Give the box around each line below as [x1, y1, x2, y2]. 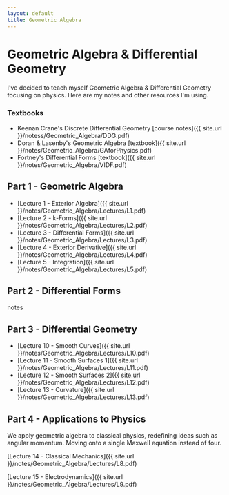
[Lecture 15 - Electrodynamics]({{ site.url [7, 472, 123, 481]
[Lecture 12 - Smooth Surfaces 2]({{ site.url [17, 371, 141, 380]
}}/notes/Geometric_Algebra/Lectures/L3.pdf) [17, 235, 148, 244]
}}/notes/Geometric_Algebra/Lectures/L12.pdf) [17, 378, 150, 387]
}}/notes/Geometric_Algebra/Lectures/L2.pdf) [17, 221, 148, 229]
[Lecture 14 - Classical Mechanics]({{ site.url [7, 452, 135, 460]
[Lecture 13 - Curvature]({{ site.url [17, 386, 114, 394]
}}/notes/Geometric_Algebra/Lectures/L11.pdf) [17, 364, 148, 372]
